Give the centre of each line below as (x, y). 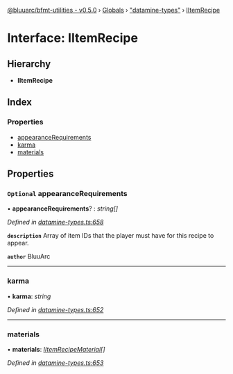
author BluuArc (29, 257)
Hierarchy (29, 64)
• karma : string (29, 296)
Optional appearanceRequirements (67, 194)
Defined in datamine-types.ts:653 (55, 363)
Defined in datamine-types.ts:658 (55, 222)
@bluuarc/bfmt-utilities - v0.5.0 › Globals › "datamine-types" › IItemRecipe (114, 10)
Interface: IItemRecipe (73, 38)
